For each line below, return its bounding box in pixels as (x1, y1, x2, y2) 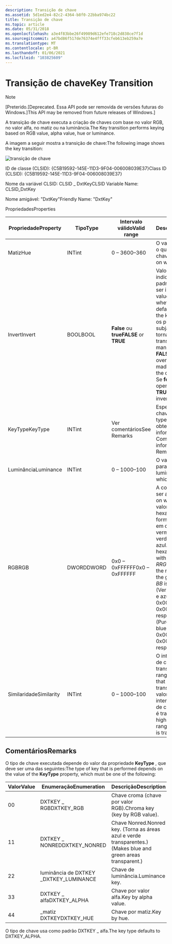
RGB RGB (8, 564, 29, 571)
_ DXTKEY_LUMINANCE (40, 876, 96, 883)
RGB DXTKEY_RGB (40, 805, 84, 812)
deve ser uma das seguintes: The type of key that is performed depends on (5, 766, 163, 772)
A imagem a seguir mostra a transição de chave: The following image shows (5, 140, 165, 146)
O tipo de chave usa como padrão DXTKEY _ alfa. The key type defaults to (5, 928, 160, 934)
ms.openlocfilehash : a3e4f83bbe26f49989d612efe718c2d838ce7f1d (5, 31, 143, 36)
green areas (111, 851, 140, 859)
